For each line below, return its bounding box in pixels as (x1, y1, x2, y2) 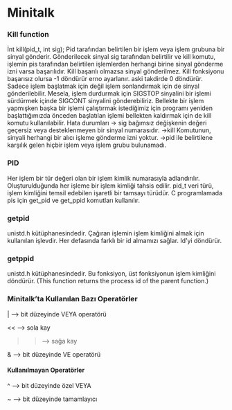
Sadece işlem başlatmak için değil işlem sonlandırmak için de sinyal (7, 82, 199, 91)
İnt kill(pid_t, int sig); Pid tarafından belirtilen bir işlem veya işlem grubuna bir (7, 45, 225, 53)
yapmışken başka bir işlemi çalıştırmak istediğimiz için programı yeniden (7, 104, 213, 112)
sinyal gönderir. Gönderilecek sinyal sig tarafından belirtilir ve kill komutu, (7, 53, 216, 61)
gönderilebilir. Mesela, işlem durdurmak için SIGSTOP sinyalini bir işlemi (7, 89, 211, 98)
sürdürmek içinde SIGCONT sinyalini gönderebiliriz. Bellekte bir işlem (7, 97, 204, 105)
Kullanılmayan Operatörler (7, 366, 85, 375)
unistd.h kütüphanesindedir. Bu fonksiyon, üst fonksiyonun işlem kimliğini (7, 269, 216, 278)
